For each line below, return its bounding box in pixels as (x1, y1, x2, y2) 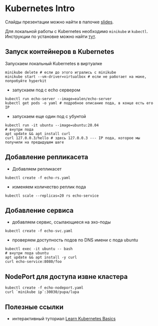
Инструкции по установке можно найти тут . (5, 34, 96, 39)
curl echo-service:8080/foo (5, 259, 62, 264)
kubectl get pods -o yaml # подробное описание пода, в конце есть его (5, 101, 153, 105)
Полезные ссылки (5, 303, 64, 311)
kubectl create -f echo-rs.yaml (5, 175, 70, 180)
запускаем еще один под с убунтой (12, 113, 87, 119)
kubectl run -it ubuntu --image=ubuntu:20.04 (5, 122, 99, 128)
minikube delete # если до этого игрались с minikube (5, 70, 117, 75)
